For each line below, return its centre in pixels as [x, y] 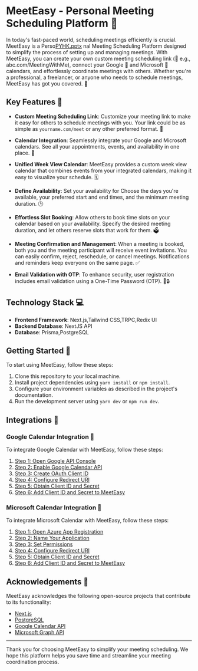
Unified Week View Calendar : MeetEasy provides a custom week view [101, 164]
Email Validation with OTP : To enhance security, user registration [94, 274]
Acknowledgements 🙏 [47, 582]
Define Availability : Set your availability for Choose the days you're [96, 190]
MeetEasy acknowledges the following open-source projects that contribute [98, 596]
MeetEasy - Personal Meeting [80, 11]
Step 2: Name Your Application [52, 538]
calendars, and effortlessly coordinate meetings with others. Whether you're [99, 71]
